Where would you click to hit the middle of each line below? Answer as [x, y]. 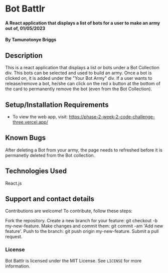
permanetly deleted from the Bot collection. [50, 155]
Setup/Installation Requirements [57, 105]
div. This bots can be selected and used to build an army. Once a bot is [78, 73]
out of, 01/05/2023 [25, 28]
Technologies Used [36, 171]
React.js [14, 183]
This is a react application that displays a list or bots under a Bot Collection [82, 68]
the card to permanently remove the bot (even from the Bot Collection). [78, 89]
